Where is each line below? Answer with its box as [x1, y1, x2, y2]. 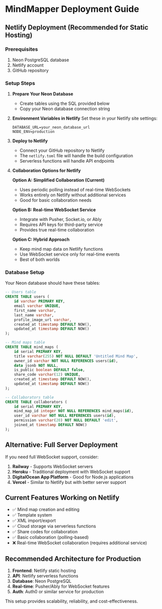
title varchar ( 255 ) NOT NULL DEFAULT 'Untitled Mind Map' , [14, 353, 138, 359]
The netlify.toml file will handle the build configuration [19, 153, 133, 159]
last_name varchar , [14, 312, 54, 317]
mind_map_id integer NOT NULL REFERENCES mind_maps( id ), [14, 409, 134, 414]
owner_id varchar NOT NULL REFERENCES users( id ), [14, 358, 119, 363]
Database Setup [5, 269, 44, 276]
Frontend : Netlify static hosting [12, 567, 77, 574]
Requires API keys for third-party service [19, 221, 103, 228]
